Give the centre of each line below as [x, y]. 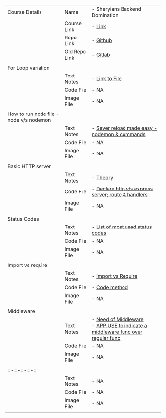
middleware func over [117, 332]
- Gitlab [101, 55]
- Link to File [107, 79]
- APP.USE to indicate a [119, 325]
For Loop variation [29, 68]
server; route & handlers [120, 195]
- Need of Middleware [118, 319]
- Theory [103, 177]
